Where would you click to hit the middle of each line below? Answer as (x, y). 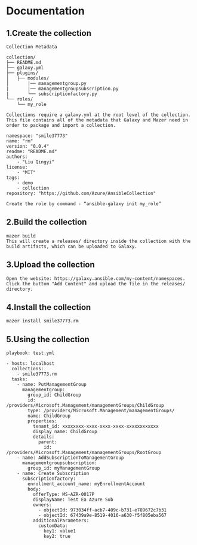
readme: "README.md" (32, 151)
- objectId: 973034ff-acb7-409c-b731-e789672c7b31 (102, 510)
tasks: (20, 379)
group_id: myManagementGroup (64, 468)
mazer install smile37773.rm (42, 321)
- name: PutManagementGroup (52, 385)
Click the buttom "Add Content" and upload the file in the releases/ (96, 284)
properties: (43, 421)
